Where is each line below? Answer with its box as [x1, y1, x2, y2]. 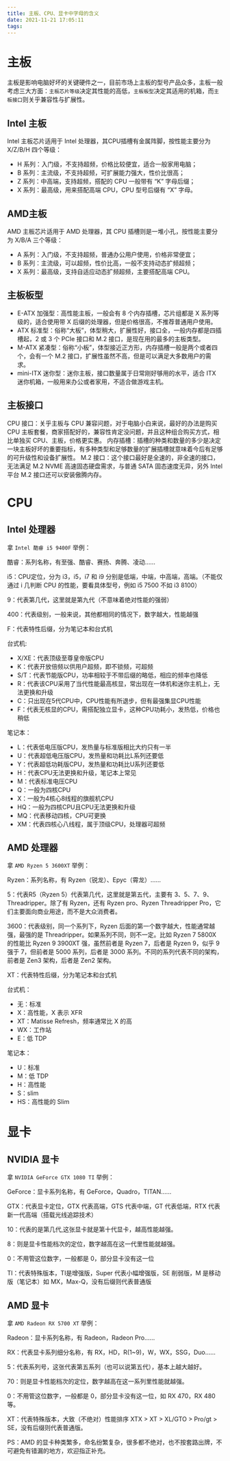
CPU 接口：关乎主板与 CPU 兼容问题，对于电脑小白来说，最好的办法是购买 [7, 419, 218, 427]
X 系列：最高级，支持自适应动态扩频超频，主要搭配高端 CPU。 [16, 267, 194, 275]
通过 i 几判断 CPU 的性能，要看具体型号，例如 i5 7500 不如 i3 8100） [7, 580, 201, 589]
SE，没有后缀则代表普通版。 [7, 1423, 87, 1432]
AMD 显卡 [7, 1299, 49, 1311]
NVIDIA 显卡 [7, 1153, 60, 1165]
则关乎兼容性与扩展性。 [22, 95, 89, 103]
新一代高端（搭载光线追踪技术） [7, 1211, 97, 1219]
